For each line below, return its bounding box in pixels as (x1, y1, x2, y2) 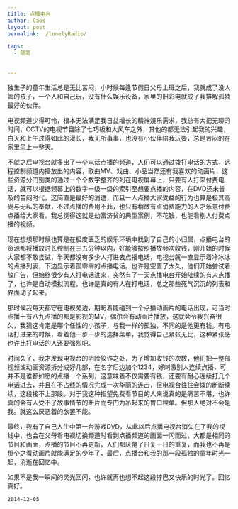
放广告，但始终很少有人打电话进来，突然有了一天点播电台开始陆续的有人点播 (7, 270, 231, 279)
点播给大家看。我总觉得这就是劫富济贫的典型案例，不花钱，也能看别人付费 (7, 211, 225, 219)
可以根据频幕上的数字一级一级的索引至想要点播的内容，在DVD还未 (25, 184, 220, 192)
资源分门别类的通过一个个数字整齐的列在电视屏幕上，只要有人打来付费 (13, 175, 218, 184)
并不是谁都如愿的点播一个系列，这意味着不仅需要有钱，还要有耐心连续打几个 (7, 371, 231, 380)
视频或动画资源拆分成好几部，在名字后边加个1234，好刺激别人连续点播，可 (7, 363, 227, 371)
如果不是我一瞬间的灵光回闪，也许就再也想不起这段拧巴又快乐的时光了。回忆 (7, 473, 231, 481)
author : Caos (7, 17, 46, 24)
